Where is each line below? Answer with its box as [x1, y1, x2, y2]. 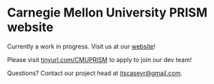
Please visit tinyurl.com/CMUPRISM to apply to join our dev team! [7, 55, 192, 63]
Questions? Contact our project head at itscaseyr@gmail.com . [7, 69, 183, 77]
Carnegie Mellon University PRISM [7, 5, 208, 21]
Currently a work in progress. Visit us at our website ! [7, 42, 156, 50]
